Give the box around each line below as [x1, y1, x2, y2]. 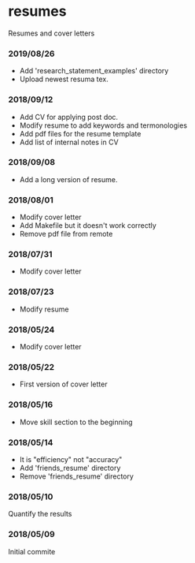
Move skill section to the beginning [19, 417, 133, 427]
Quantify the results [8, 509, 72, 519]
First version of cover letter [19, 379, 108, 389]
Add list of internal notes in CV [19, 137, 120, 147]
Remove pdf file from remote [19, 229, 113, 239]
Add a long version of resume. [19, 174, 118, 184]
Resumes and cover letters [8, 28, 95, 38]
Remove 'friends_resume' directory [19, 472, 134, 481]
